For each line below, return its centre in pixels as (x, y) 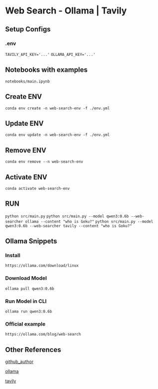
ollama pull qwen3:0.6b (30, 289)
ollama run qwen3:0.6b (29, 312)
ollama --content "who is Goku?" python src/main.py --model (89, 221)
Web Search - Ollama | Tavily (66, 11)
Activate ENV (26, 177)
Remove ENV (26, 150)
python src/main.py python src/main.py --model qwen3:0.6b (67, 216)
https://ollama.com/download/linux (42, 266)
